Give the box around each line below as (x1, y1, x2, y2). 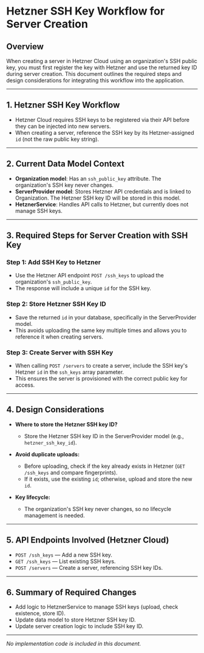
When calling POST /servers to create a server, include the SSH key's (15, 362, 188, 369)
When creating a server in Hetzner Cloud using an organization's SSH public (6, 58, 197, 64)
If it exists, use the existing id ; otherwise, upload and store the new (24, 475, 192, 482)
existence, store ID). (15, 610, 66, 617)
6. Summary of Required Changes (6, 587, 137, 597)
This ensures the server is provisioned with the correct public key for (15, 374, 188, 382)
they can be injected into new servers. (15, 123, 111, 130)
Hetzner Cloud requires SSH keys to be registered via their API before (15, 116, 190, 123)
